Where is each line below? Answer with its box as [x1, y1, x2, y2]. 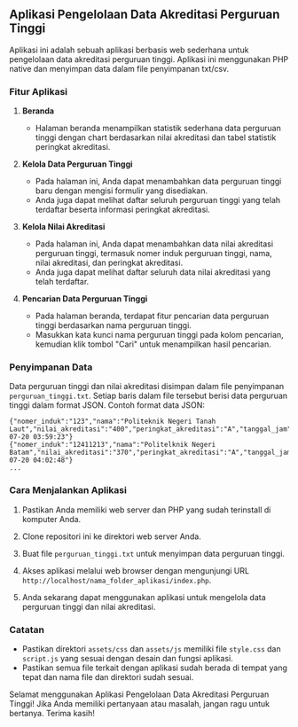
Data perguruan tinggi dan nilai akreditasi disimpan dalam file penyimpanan [9, 381, 285, 392]
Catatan [9, 623, 44, 636]
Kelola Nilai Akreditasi [21, 222, 106, 232]
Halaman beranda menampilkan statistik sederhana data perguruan [35, 123, 281, 134]
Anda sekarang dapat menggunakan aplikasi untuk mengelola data [21, 591, 266, 602]
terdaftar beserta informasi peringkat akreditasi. [35, 204, 210, 215]
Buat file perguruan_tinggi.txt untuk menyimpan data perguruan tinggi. [21, 548, 286, 559]
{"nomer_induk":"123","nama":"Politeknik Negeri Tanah [9, 417, 216, 426]
